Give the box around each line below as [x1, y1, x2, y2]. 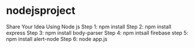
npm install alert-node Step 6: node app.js [6, 35, 108, 42]
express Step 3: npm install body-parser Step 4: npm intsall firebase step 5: [6, 29, 189, 36]
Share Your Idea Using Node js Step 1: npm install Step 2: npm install [6, 23, 172, 30]
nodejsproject [6, 4, 76, 17]
